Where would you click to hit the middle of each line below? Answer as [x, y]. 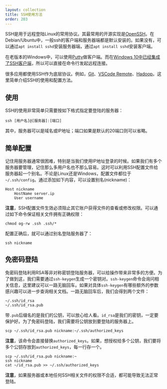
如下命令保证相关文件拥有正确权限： [46, 214]
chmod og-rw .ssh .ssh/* [31, 223]
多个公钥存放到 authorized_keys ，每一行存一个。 [55, 347]
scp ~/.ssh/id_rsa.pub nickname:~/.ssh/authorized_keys [64, 330]
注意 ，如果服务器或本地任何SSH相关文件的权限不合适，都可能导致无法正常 [82, 375]
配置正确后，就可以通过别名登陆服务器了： [49, 233]
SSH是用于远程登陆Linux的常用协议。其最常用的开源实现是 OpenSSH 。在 [80, 34]
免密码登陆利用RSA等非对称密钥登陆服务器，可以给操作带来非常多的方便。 [82, 272]
